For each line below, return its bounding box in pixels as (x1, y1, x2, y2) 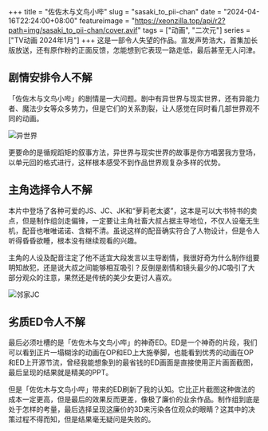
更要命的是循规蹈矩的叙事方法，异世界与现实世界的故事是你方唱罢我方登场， (8, 147, 260, 157)
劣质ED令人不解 (8, 315, 85, 329)
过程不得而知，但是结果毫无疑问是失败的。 (14, 414, 156, 425)
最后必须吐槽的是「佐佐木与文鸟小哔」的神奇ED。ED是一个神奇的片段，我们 (8, 338, 258, 347)
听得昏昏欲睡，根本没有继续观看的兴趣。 (8, 235, 141, 245)
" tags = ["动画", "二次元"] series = (137, 26, 251, 34)
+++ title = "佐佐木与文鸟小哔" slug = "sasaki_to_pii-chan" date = (8, 7, 222, 16)
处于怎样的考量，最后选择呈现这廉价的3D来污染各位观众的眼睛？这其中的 (8, 405, 249, 414)
